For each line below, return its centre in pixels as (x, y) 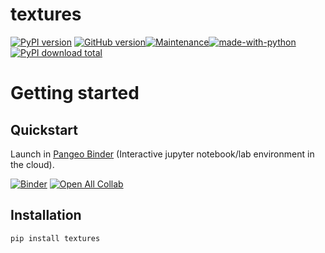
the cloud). (32, 164)
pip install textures (55, 238)
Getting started (75, 93)
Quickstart (44, 129)
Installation (46, 215)
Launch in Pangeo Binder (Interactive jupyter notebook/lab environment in (162, 154)
